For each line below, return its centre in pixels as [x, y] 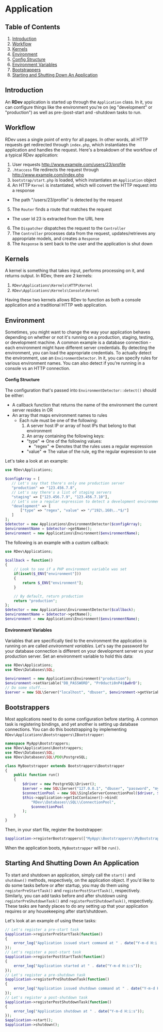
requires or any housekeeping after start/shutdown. [57, 911]
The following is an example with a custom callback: [57, 543]
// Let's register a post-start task [43, 952]
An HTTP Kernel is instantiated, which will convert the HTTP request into [85, 185]
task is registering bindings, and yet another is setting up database [72, 724]
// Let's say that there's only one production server [68, 484]
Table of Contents [33, 27]
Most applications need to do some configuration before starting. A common [81, 719]
